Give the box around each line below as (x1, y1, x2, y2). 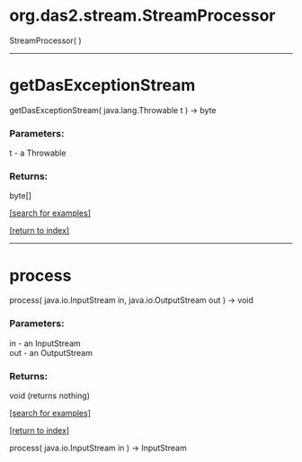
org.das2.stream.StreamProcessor (9, 5, 276, 26)
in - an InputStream (9, 338, 81, 349)
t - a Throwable (9, 147, 67, 158)
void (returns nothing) (9, 390, 91, 401)
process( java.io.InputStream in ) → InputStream (9, 442, 187, 453)
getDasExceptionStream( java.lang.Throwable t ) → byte (9, 104, 217, 115)
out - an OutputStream (9, 347, 93, 358)
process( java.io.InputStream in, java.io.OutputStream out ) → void (9, 295, 253, 306)
